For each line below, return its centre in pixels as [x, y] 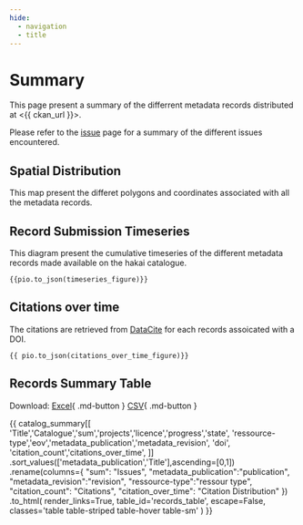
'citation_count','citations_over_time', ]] [82, 452]
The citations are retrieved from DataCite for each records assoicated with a [152, 329]
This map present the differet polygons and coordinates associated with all [149, 193]
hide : [20, 18]
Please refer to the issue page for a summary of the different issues [136, 132]
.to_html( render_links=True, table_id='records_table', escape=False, [137, 500]
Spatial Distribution [65, 171]
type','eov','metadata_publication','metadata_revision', [110, 442]
